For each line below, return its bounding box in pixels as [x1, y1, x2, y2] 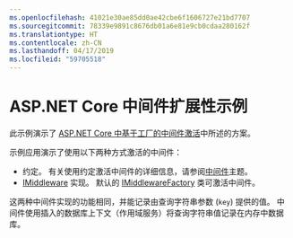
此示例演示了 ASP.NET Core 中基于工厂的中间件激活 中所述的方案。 [9, 128, 255, 138]
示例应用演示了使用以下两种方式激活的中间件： [9, 146, 182, 157]
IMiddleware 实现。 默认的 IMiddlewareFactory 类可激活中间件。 [22, 177, 261, 188]
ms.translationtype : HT [9, 30, 99, 39]
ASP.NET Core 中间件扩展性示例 [9, 96, 248, 117]
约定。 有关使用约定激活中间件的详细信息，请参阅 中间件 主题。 [22, 165, 253, 176]
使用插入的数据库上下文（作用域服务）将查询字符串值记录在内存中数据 [24, 207, 284, 218]
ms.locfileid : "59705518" [9, 55, 106, 64]
